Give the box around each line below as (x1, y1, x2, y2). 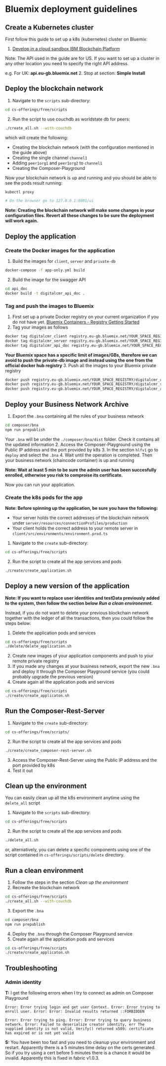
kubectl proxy (5, 189, 35, 195)
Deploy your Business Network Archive (5, 400, 129, 409)
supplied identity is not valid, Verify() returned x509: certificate (5, 1026, 154, 1031)
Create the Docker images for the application (5, 247, 115, 254)
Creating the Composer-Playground (12, 165, 85, 171)
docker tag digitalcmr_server (5, 338, 68, 343)
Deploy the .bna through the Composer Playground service (12, 931, 132, 937)
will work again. (5, 218, 39, 224)
